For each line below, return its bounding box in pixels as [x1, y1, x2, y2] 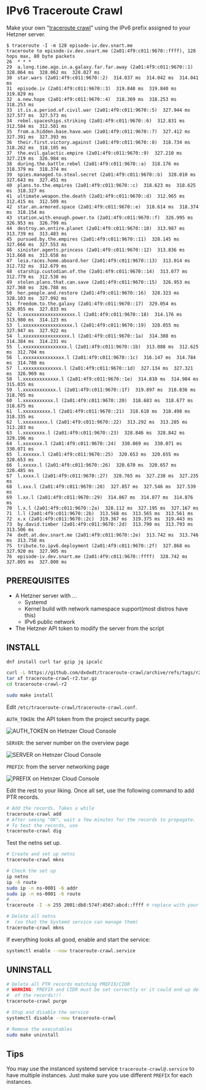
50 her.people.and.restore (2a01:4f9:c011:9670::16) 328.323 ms [6, 290, 180, 296]
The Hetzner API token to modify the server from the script [15, 625, 164, 632]
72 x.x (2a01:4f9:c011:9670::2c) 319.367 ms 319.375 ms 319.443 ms [6, 516, 193, 522]
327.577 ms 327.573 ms [6, 112, 67, 119]
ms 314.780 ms [6, 360, 45, 366]
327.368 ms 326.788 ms [6, 284, 67, 291]
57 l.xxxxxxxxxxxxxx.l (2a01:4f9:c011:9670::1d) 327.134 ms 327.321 [6, 365, 193, 371]
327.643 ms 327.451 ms [6, 176, 67, 183]
